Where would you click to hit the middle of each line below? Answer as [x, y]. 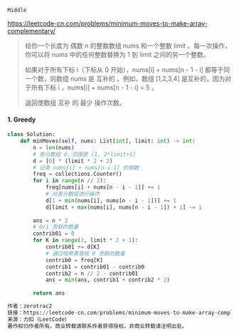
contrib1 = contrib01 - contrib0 [95, 267]
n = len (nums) [54, 147]
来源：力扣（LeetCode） [39, 319]
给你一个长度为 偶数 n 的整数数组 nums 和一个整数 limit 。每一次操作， [128, 46]
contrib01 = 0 [54, 234]
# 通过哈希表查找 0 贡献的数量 [85, 253]
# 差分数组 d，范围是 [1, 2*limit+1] [85, 154]
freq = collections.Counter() [78, 174]
